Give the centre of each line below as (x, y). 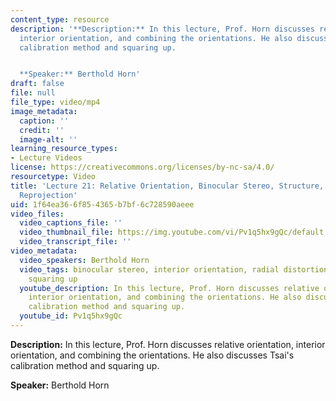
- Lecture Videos (46, 158)
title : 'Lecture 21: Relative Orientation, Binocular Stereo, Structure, (167, 186)
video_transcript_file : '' (75, 242)
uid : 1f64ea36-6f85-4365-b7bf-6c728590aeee (102, 204)
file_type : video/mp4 (55, 102)
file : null (33, 93)
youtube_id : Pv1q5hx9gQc (71, 316)
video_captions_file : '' (71, 223)
